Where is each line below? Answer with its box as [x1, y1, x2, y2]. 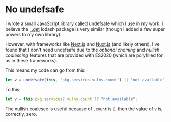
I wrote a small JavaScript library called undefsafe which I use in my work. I [5, 20, 163, 27]
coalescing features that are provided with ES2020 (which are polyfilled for [5, 52, 163, 58]
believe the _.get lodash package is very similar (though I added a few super [5, 26, 165, 32]
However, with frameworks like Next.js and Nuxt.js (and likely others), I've [5, 41, 160, 47]
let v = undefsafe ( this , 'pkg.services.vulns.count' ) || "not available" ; [5, 77, 167, 82]
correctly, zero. [5, 111, 37, 117]
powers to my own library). [5, 31, 62, 37]
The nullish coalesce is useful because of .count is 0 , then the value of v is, [5, 106, 163, 112]
